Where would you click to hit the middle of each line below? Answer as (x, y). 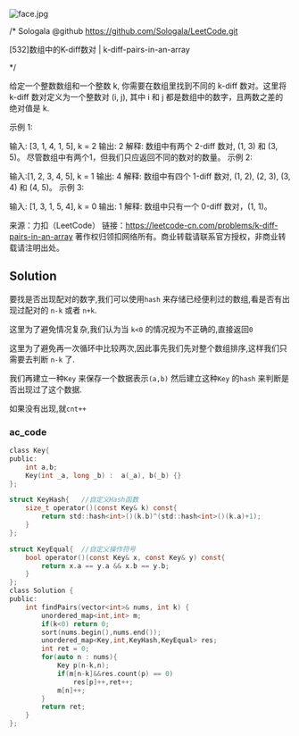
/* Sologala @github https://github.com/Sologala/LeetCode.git (124, 31)
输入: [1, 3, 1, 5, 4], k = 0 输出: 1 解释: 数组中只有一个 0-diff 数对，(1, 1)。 (141, 206)
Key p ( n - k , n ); (83, 665)
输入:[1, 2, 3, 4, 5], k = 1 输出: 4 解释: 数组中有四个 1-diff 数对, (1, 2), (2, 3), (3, (150, 176)
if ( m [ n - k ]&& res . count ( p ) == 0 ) (115, 673)
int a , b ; (42, 467)
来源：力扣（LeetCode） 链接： (68, 225)
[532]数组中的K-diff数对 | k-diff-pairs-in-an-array (100, 50)
